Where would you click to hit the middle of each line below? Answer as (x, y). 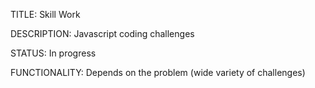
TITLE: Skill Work (45, 14)
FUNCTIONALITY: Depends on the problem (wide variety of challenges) (158, 72)
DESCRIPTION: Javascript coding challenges (102, 33)
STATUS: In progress (53, 53)
